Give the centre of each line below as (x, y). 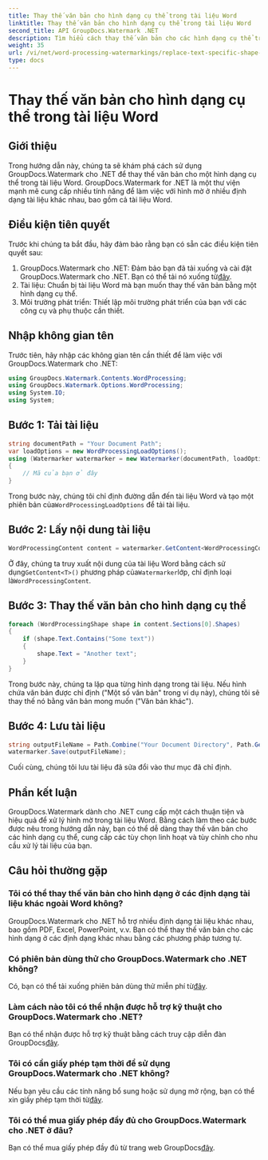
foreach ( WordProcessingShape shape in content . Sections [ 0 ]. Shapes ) (124, 624)
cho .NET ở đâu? (41, 1130)
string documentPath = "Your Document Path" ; (85, 444)
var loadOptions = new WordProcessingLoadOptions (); (98, 451)
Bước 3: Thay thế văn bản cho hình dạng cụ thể (128, 606)
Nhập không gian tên (61, 336)
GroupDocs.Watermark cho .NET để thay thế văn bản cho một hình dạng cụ (132, 174)
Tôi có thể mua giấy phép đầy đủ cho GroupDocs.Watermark (128, 1120)
